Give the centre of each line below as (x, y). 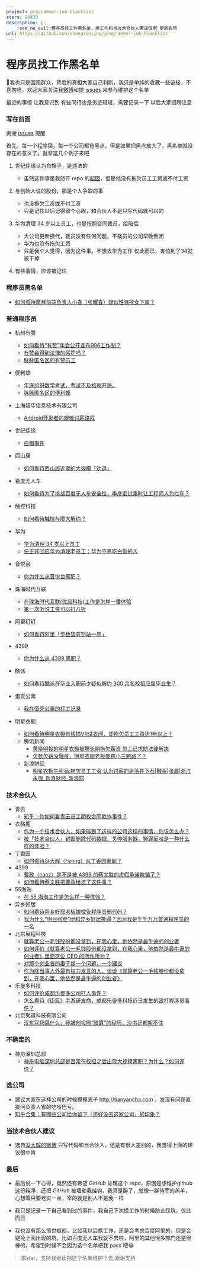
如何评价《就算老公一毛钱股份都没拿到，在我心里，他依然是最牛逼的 (107, 949)
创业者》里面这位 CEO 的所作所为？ (67, 956)
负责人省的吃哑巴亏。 (51, 1106)
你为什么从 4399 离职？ (52, 658)
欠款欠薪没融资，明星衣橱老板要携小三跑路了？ (89, 756)
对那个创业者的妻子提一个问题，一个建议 (73, 964)
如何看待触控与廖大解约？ (55, 519)
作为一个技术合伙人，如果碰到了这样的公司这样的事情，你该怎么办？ (107, 831)
